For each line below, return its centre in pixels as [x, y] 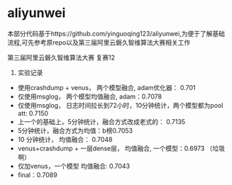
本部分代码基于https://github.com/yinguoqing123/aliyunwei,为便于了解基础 [116, 33]
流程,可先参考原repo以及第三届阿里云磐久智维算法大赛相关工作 [99, 42]
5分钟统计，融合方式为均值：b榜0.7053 [75, 130]
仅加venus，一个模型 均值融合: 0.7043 [73, 166]
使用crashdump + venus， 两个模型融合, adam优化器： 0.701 [107, 87]
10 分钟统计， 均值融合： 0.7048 [65, 139]
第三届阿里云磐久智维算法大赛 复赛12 [61, 57]
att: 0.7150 [33, 113]
